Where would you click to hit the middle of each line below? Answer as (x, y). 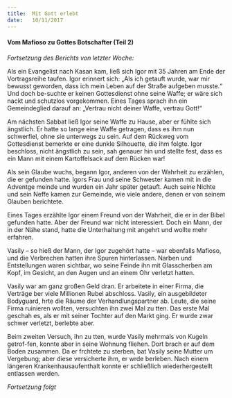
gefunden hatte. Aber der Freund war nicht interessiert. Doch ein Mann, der (115, 222)
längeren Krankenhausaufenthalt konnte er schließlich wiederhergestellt (110, 366)
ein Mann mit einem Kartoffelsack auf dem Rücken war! (86, 158)
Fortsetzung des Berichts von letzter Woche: (71, 58)
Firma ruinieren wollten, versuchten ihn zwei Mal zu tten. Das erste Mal (108, 308)
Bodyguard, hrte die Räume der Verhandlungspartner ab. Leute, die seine (112, 301)
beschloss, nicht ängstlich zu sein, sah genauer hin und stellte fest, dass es (115, 151)
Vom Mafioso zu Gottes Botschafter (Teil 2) (70, 42)
